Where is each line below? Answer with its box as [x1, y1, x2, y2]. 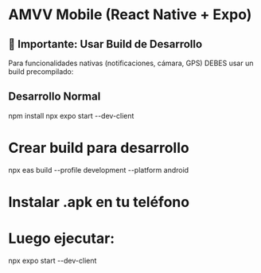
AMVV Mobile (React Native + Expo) [8, 6, 252, 24]
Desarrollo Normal [8, 90, 101, 103]
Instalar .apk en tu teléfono [8, 193, 189, 211]
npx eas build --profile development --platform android [8, 165, 189, 174]
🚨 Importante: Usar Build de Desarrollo [8, 37, 203, 51]
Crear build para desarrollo [8, 139, 189, 157]
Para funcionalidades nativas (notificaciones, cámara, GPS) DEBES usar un [8, 58, 254, 68]
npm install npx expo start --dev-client [8, 111, 134, 120]
